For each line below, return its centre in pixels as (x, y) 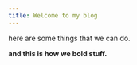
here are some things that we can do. (69, 38)
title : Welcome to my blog (53, 15)
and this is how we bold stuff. (58, 53)
